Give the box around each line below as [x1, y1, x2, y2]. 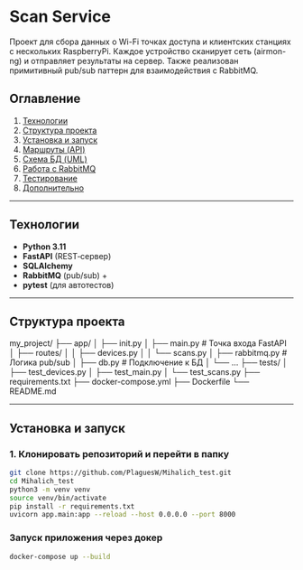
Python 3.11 [22, 241, 67, 252]
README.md [9, 386, 57, 397]
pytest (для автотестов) [22, 279, 115, 290]
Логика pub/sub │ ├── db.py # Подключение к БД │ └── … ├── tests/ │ [9, 357, 289, 368]
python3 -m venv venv [9, 485, 91, 494]
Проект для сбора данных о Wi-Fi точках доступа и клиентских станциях [9, 36, 291, 47]
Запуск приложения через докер [9, 531, 163, 544]
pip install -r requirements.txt [9, 501, 135, 511]
